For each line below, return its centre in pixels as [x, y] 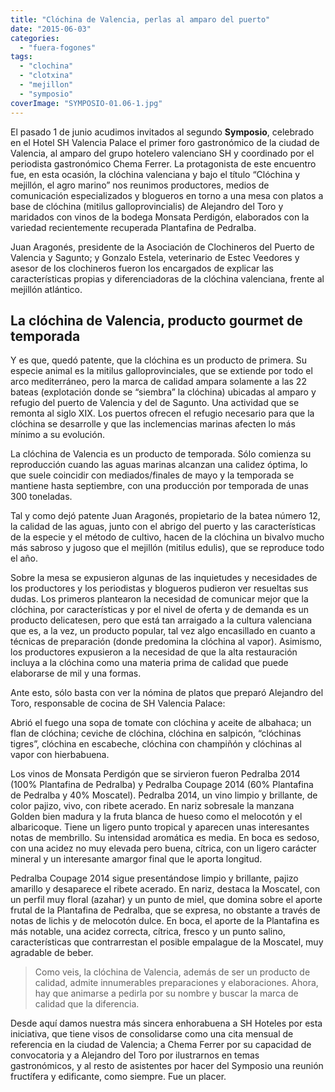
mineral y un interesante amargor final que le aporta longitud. [136, 859]
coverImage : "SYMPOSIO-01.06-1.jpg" [86, 103]
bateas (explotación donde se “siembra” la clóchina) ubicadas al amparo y [163, 392]
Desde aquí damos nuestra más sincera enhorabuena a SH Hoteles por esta [166, 1023]
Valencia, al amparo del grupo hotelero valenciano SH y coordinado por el [162, 153]
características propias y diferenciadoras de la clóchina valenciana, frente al [167, 278]
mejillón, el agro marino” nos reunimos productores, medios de [140, 185]
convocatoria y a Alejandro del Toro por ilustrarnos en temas [135, 1055]
